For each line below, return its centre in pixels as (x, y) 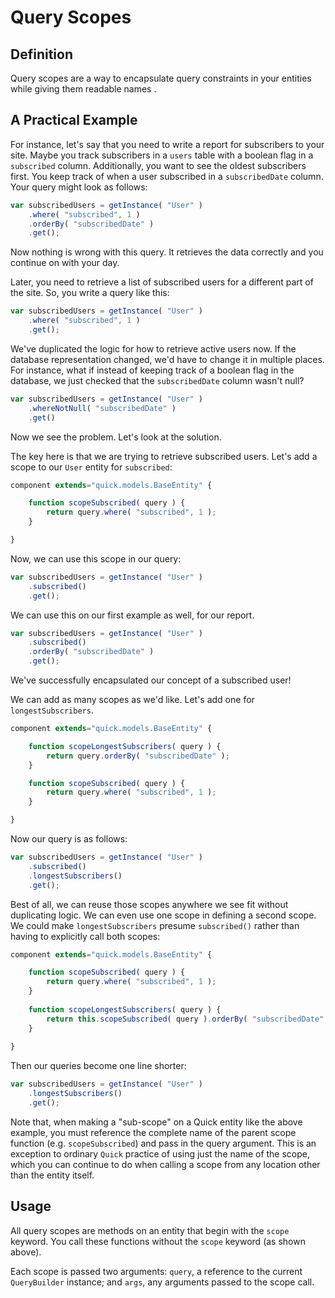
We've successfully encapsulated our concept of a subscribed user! (151, 680)
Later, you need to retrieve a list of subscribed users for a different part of (162, 282)
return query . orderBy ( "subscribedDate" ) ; (138, 756)
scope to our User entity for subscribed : (91, 467)
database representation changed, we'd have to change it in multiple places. (167, 359)
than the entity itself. (52, 1175)
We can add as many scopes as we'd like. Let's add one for (132, 700)
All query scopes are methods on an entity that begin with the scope (150, 1230)
